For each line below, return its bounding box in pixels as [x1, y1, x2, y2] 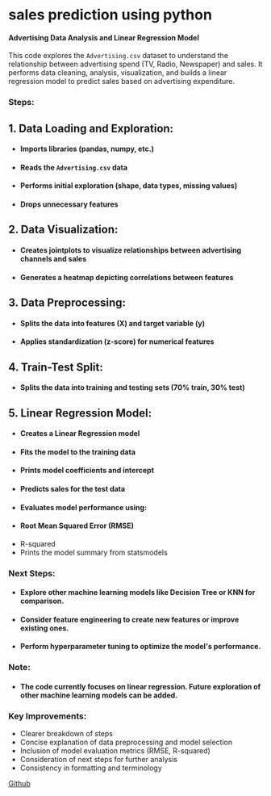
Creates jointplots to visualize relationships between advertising [19, 245, 242, 255]
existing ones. [19, 623, 69, 633]
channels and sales [19, 254, 87, 264]
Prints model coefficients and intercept [19, 466, 155, 476]
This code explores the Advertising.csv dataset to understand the [8, 51, 228, 61]
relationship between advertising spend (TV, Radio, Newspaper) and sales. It [8, 59, 263, 69]
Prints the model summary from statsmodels [19, 547, 168, 557]
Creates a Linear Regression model [19, 429, 140, 438]
